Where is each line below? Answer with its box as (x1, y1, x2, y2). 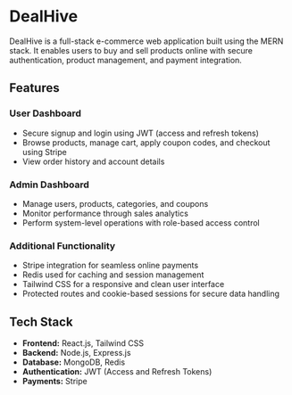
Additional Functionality (9, 239, 116, 251)
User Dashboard (9, 107, 82, 119)
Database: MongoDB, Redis (21, 357, 126, 367)
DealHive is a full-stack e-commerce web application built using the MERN (9, 36, 284, 46)
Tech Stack (9, 314, 73, 329)
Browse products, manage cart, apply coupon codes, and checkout (21, 136, 271, 148)
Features (9, 80, 60, 95)
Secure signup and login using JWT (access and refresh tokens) (21, 128, 259, 138)
